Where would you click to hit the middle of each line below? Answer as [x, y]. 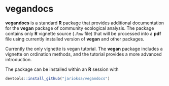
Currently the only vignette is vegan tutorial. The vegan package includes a [84, 49]
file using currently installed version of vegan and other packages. [75, 39]
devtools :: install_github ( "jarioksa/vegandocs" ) [58, 78]
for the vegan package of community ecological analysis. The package [80, 28]
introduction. [19, 59]
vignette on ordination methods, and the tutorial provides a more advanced [83, 54]
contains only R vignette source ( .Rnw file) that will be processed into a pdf [83, 33]
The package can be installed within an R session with [62, 69]
